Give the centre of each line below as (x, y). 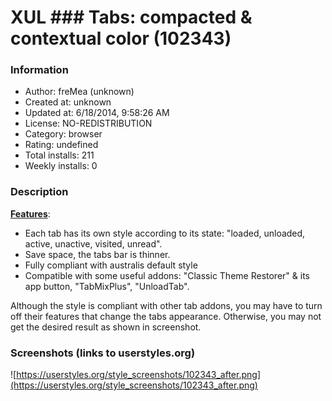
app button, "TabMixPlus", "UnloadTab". (107, 286)
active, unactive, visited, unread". (93, 243)
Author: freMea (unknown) (79, 92)
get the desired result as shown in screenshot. (106, 327)
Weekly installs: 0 (61, 166)
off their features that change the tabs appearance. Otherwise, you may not (166, 316)
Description (39, 192)
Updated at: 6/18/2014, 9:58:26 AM (97, 113)
